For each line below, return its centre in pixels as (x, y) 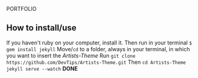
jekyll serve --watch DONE (42, 68)
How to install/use (41, 28)
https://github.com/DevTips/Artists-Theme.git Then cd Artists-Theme (96, 62)
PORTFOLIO (22, 9)
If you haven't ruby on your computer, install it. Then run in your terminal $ (99, 43)
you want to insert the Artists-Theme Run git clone (71, 55)
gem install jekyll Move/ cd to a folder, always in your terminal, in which (98, 49)
